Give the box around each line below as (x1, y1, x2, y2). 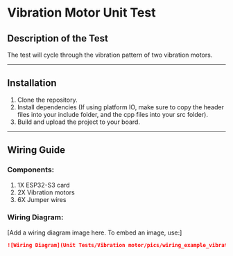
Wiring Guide (7, 144, 66, 156)
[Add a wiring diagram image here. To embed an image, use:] (7, 228, 182, 237)
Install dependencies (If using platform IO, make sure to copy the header (17, 102, 224, 111)
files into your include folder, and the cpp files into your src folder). (17, 110, 208, 118)
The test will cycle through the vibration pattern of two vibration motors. (7, 51, 213, 59)
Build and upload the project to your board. (17, 118, 141, 126)
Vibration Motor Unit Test (7, 5, 156, 21)
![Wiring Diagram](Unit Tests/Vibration (7, 241, 126, 248)
